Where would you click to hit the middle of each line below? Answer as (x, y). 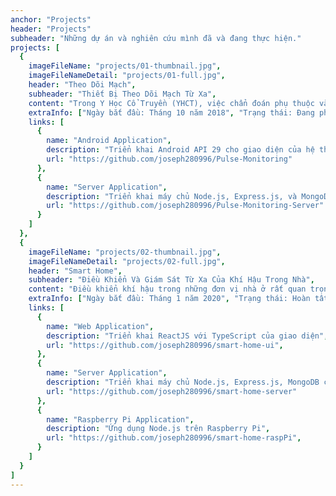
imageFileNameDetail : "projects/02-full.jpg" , (127, 261)
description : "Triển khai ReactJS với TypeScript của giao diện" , (187, 336)
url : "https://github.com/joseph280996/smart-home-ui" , (165, 345)
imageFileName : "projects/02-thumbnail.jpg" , (125, 252)
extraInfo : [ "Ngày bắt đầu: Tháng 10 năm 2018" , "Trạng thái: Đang (171, 112)
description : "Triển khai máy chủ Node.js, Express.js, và (172, 196)
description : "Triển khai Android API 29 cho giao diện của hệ (180, 150)
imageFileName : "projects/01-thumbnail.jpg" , (125, 66)
